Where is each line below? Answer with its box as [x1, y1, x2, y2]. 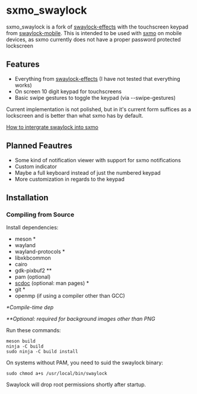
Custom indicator [14, 163, 58, 170]
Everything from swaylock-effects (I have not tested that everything [14, 75, 180, 82]
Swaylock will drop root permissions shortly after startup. [6, 381, 147, 388]
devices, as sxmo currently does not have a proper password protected [6, 36, 181, 43]
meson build [6, 338, 36, 345]
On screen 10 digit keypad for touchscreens [14, 87, 122, 95]
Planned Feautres [6, 141, 73, 151]
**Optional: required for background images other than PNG [6, 316, 155, 323]
